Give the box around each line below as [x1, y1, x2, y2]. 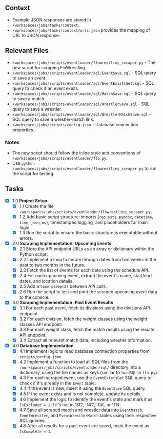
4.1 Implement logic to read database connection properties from [19, 348, 150, 354]
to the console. [19, 294, 50, 300]
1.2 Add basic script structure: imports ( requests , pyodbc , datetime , [19, 214, 154, 220]
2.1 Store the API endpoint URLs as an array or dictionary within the [19, 246, 155, 252]
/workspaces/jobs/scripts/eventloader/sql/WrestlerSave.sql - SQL [12, 101, 150, 107]
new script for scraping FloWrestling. [12, 64, 86, 70]
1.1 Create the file [19, 203, 54, 209]
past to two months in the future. [19, 262, 85, 268]
